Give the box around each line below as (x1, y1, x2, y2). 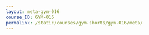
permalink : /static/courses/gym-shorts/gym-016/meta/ (5, 20, 144, 26)
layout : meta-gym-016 (5, 8, 60, 15)
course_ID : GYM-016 (5, 14, 55, 20)
